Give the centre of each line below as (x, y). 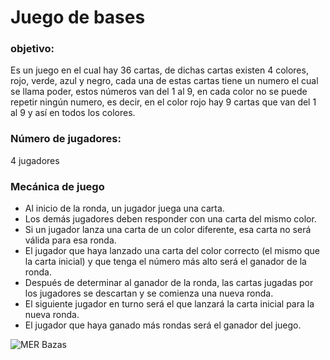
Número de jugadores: (66, 139)
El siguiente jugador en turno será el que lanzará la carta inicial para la (169, 304)
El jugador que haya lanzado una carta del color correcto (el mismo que (172, 251)
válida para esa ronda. (70, 240)
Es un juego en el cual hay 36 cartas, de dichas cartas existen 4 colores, (159, 70)
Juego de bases (78, 17)
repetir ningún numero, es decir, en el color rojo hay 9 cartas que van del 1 (163, 102)
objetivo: (32, 49)
